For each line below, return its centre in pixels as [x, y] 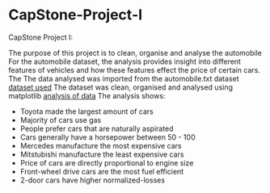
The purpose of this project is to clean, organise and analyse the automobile [135, 52]
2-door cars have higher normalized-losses [93, 180]
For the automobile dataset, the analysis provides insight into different [124, 61]
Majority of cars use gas [61, 120]
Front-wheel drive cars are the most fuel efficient [102, 171]
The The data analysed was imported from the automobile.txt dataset [124, 78]
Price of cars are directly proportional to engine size [107, 162]
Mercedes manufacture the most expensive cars [101, 145]
